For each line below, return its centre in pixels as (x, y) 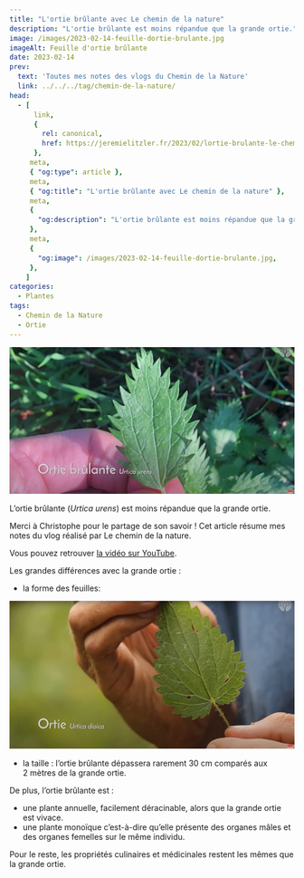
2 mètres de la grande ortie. (74, 772)
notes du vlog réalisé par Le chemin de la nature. (100, 535)
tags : (19, 306)
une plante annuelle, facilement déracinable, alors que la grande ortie (152, 807)
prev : (19, 67)
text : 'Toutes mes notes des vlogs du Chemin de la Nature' (133, 77)
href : (52, 144)
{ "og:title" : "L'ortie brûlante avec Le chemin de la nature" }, (157, 191)
